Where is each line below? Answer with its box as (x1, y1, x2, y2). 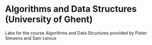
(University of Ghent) (5, 14, 93, 25)
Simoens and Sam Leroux (5, 35, 57, 41)
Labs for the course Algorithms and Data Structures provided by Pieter (5, 30, 147, 36)
